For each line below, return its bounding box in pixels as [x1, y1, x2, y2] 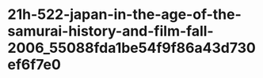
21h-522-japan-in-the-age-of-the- [7, 6, 242, 24]
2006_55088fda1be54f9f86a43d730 [7, 39, 257, 57]
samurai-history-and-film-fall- [7, 22, 215, 40]
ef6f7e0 [7, 56, 61, 74]
